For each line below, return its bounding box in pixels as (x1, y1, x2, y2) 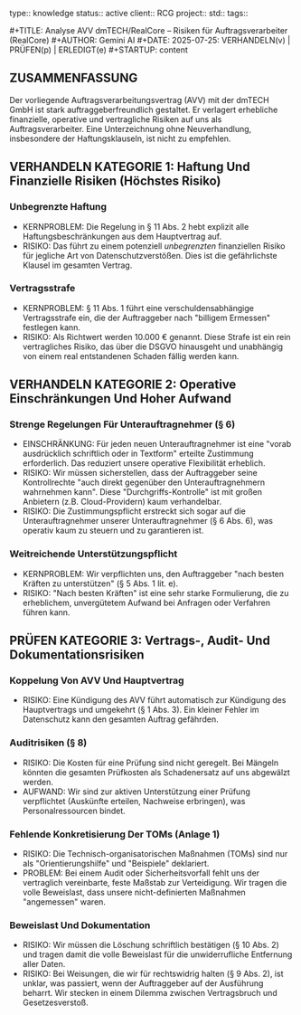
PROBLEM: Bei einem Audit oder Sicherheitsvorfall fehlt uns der (22, 868, 260, 878)
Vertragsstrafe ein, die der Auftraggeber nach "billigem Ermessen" (22, 312, 271, 323)
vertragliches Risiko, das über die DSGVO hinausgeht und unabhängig (22, 341, 283, 352)
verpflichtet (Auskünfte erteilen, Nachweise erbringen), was (22, 795, 246, 806)
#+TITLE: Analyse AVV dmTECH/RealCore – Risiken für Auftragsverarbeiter (9, 25, 288, 35)
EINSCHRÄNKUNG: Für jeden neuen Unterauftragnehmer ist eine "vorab (22, 439, 292, 450)
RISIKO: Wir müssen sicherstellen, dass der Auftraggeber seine (22, 468, 258, 479)
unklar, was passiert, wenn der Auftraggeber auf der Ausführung (22, 978, 264, 989)
